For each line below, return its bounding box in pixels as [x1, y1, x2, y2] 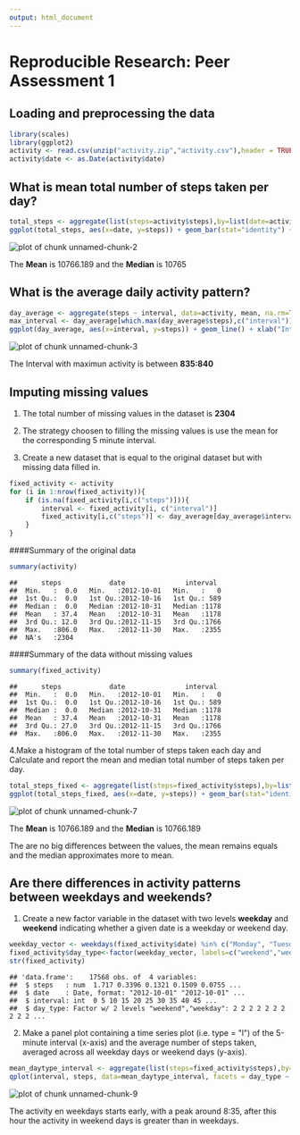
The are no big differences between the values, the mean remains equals [9, 840, 279, 851]
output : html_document [9, 13, 94, 22]
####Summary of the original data [9, 545, 137, 556]
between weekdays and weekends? [9, 889, 212, 904]
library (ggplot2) [9, 138, 74, 147]
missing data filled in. [21, 461, 101, 472]
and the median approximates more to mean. [9, 850, 174, 861]
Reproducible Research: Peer [9, 51, 230, 71]
